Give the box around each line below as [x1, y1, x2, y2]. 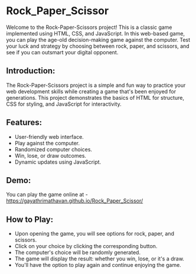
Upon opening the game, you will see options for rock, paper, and [14, 230, 174, 237]
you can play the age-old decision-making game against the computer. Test [6, 36, 191, 43]
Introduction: [6, 66, 55, 76]
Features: [6, 118, 43, 128]
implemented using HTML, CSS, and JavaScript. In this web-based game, [6, 30, 185, 37]
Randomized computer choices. [14, 146, 93, 153]
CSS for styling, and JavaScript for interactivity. [6, 100, 122, 107]
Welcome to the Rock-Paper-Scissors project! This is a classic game [6, 24, 172, 31]
